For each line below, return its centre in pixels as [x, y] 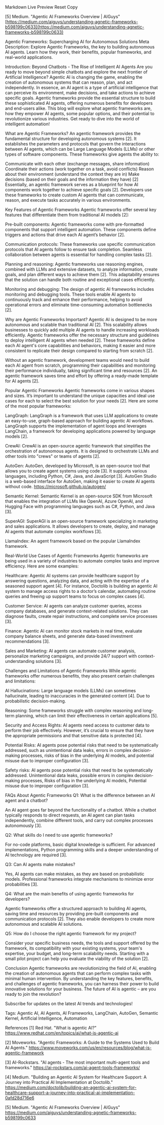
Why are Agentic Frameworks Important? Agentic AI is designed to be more [81, 319]
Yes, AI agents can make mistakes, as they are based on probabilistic [75, 874]
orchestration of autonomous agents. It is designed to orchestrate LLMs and [82, 451]
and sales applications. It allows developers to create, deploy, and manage [80, 526]
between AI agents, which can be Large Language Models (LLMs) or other [80, 149]
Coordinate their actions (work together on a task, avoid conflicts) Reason [80, 169]
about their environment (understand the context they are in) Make [72, 174]
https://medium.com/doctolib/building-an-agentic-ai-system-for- [71, 1087]
